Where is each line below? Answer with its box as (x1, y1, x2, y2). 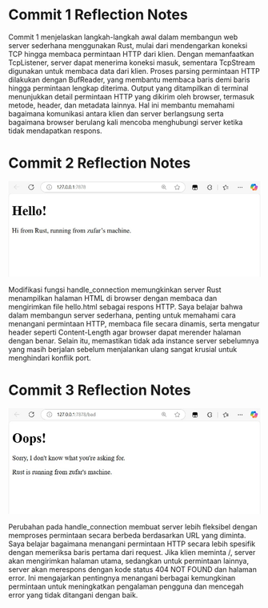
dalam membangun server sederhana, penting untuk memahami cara (8, 310, 236, 320)
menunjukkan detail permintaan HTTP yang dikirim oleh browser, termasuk (8, 91, 254, 101)
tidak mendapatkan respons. (8, 126, 102, 136)
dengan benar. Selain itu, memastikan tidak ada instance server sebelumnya (8, 336, 259, 346)
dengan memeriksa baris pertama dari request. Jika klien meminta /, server (8, 548, 256, 557)
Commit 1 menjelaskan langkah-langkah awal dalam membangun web (8, 32, 238, 42)
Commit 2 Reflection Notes (8, 154, 191, 172)
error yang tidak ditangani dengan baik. (8, 590, 138, 600)
